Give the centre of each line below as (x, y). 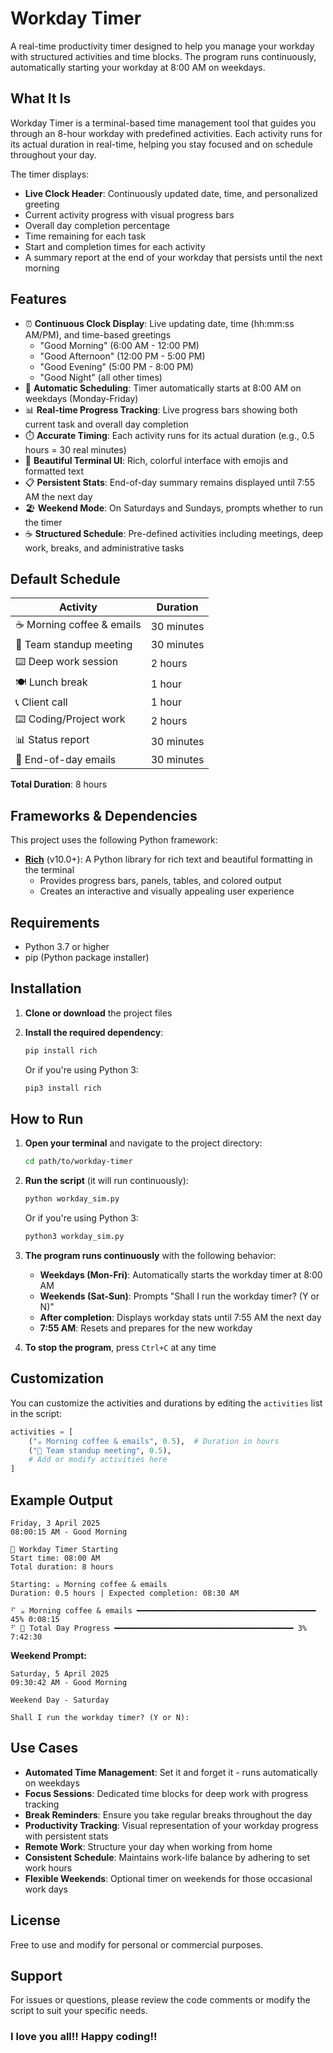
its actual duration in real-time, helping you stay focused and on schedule (161, 144)
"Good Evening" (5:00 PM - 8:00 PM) (116, 366)
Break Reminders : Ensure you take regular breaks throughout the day (168, 1814)
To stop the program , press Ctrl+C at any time (120, 1347)
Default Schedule (65, 578)
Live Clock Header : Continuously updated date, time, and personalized (171, 193)
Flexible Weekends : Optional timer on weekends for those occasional (168, 1878)
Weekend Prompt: (48, 1655)
